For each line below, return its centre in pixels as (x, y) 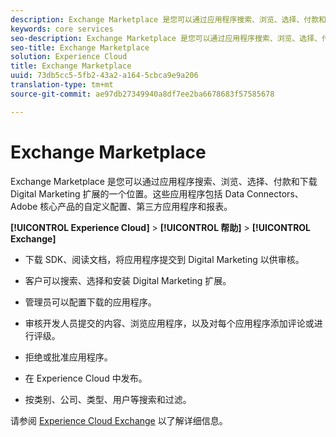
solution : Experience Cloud (69, 57)
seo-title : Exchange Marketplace (80, 47)
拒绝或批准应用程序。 (68, 357)
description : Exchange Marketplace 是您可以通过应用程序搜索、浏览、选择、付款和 (168, 19)
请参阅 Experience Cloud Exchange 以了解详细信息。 (119, 420)
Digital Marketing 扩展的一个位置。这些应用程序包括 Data (127, 193)
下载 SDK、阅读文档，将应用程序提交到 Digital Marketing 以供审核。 (164, 259)
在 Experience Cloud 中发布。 (86, 378)
